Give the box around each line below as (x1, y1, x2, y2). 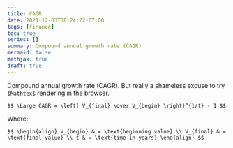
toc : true (7, 29, 36, 37)
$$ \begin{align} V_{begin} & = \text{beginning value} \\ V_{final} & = (7, 128, 227, 135)
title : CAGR (7, 10, 42, 17)
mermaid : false (7, 50, 52, 57)
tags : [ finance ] (7, 23, 54, 30)
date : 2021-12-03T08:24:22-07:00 (7, 17, 105, 24)
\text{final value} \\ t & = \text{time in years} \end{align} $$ (7, 134, 204, 141)
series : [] (7, 36, 39, 43)
